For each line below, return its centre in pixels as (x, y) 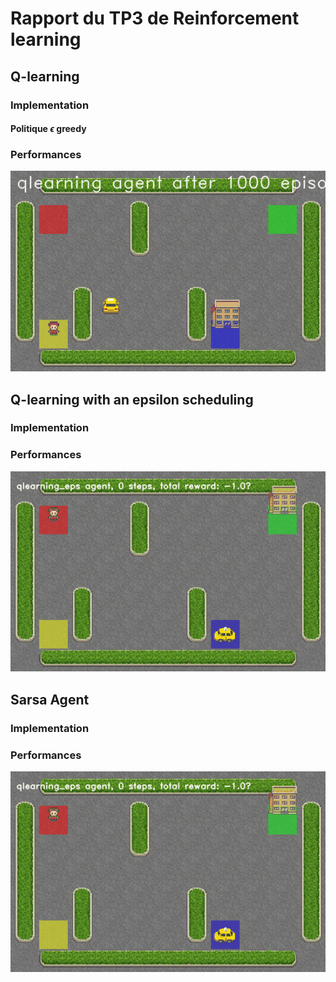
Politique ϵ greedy (48, 129)
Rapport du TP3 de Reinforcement (155, 18)
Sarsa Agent (50, 699)
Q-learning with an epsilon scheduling (132, 399)
